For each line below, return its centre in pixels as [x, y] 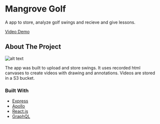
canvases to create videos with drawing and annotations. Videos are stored [80, 73]
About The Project [33, 47]
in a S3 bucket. [20, 78]
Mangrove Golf [36, 9]
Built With [17, 90]
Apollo [18, 106]
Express [20, 101]
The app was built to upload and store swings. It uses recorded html [73, 68]
